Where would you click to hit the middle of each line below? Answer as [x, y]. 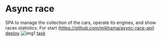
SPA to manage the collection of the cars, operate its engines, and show [81, 22]
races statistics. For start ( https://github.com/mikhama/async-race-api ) [80, 27]
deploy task [25, 33]
